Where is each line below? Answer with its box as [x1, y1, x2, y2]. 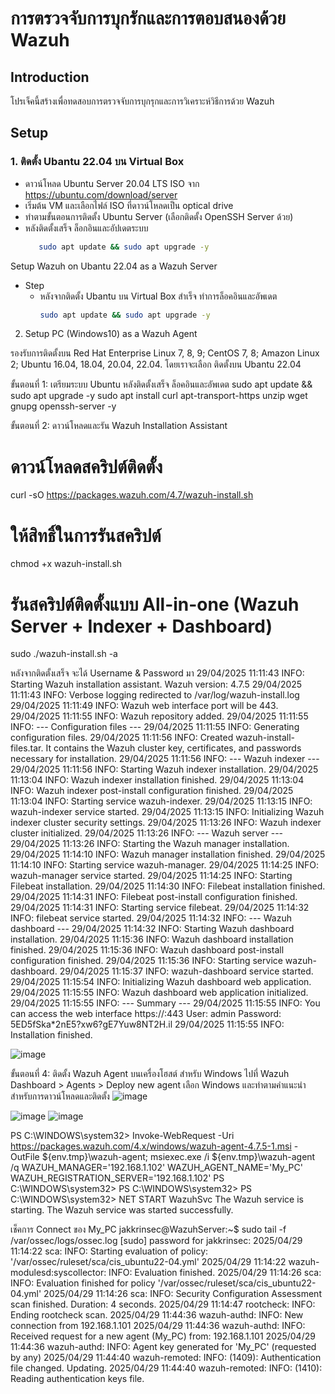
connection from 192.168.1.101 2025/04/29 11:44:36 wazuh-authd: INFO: [10, 1320, 306, 1332]
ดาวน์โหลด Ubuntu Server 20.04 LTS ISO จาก [24, 177, 200, 189]
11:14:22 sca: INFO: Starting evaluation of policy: [10, 1245, 209, 1257]
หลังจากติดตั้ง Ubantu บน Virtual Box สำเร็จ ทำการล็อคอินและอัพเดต [39, 290, 278, 302]
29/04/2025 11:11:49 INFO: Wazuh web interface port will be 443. [10, 700, 279, 712]
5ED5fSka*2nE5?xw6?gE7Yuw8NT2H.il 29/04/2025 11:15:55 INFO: [10, 1018, 285, 1031]
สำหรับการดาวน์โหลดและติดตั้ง [10, 1090, 110, 1102]
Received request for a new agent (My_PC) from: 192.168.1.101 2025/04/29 [10, 1330, 316, 1342]
